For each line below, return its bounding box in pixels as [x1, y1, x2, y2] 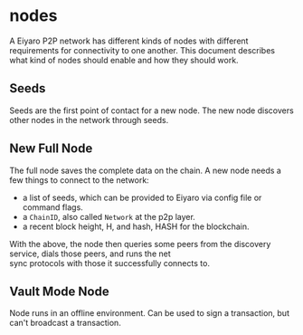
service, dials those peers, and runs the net [9, 248, 172, 259]
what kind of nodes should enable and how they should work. [9, 54, 239, 65]
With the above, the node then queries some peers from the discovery [9, 238, 271, 249]
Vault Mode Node [9, 283, 110, 299]
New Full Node [9, 141, 93, 157]
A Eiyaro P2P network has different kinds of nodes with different [9, 35, 249, 46]
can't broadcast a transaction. [9, 318, 122, 329]
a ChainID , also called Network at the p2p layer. [22, 211, 196, 222]
